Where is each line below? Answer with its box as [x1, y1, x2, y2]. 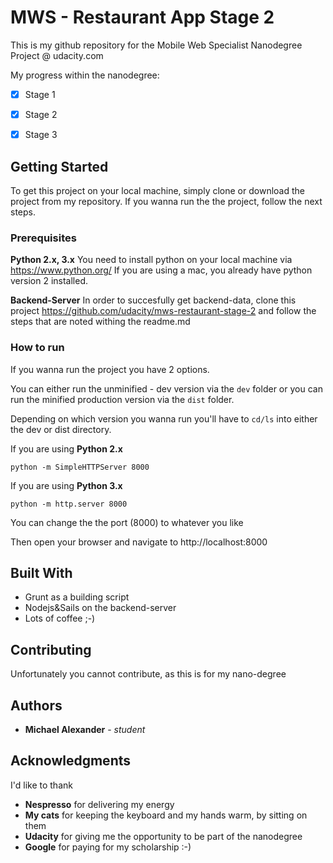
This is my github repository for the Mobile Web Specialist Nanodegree [10, 39, 303, 51]
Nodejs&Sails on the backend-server [24, 602, 177, 614]
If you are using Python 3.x [10, 479, 123, 491]
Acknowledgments [10, 752, 132, 770]
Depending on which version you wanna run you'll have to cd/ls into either [10, 412, 318, 425]
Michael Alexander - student [24, 723, 146, 735]
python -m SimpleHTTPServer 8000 [10, 462, 150, 472]
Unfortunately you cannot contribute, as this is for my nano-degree [10, 668, 287, 680]
